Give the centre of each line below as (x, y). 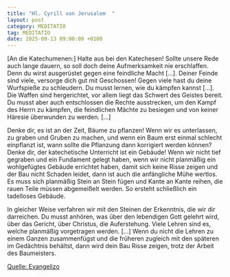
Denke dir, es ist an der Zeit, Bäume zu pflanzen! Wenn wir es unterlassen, (112, 131)
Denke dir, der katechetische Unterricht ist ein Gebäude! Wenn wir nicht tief (114, 153)
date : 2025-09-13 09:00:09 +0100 (55, 39)
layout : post (26, 20)
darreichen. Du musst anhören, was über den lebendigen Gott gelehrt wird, (113, 217)
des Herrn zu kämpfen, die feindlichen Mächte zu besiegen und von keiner (113, 110)
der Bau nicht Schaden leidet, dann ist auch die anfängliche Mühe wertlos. (112, 174)
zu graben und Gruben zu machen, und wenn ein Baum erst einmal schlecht (115, 137)
